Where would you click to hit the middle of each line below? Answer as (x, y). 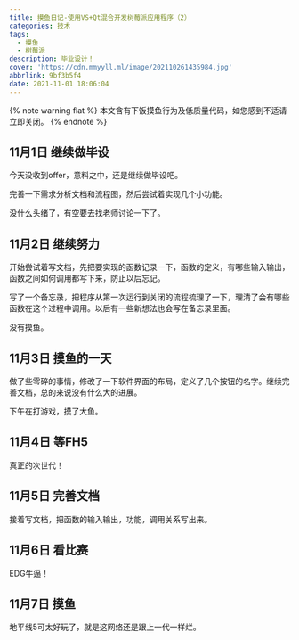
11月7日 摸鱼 (43, 604)
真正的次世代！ (36, 465)
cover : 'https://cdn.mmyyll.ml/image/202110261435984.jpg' (121, 68)
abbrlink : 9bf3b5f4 (45, 76)
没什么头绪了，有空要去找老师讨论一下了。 (87, 213)
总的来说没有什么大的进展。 (91, 392)
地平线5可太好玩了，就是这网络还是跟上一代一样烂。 (105, 627)
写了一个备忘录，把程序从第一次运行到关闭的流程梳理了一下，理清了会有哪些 (149, 297)
